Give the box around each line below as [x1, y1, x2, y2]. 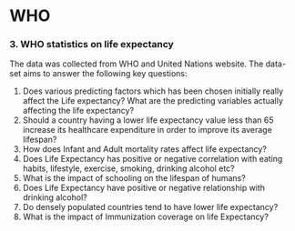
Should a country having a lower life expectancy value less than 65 [22, 115, 274, 126]
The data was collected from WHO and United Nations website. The [9, 58, 264, 69]
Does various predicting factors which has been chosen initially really [22, 85, 284, 96]
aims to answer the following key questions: [23, 68, 188, 79]
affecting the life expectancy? [22, 105, 135, 116]
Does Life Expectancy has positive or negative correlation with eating [22, 154, 283, 165]
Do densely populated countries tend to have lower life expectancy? [22, 202, 279, 213]
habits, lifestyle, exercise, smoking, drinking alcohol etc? [22, 163, 235, 174]
